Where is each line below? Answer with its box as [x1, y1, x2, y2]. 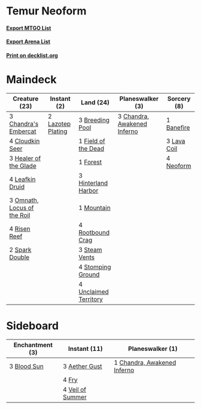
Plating [47, 127, 68, 136]
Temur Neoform [6, 4, 87, 18]
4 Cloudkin [9, 137, 40, 145]
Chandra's [9, 119, 39, 128]
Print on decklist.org [6, 52, 58, 59]
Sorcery [167, 94, 191, 103]
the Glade [9, 161, 37, 170]
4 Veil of [62, 385, 87, 393]
